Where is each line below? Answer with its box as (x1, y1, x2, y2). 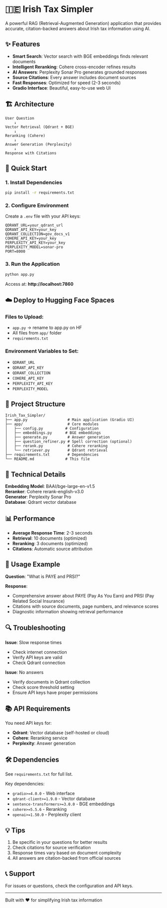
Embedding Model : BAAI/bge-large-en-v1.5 (5, 483, 95, 489)
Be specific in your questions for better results (12, 839, 108, 845)
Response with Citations (5, 150, 57, 155)
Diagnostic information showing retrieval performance (12, 608, 123, 614)
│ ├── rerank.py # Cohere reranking (5, 444, 108, 449)
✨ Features (5, 40, 40, 48)
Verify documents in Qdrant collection (12, 679, 90, 685)
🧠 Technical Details (5, 470, 66, 478)
